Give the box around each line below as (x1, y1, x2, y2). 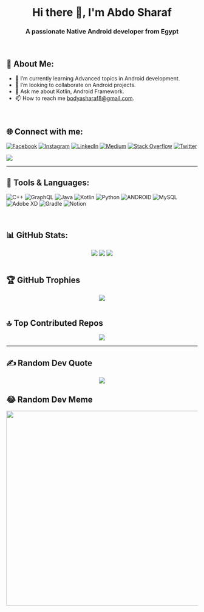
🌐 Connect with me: (6, 126, 83, 136)
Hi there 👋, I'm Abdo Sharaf (32, 5, 172, 19)
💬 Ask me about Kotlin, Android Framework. (15, 88, 124, 95)
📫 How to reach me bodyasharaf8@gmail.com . (15, 94, 135, 102)
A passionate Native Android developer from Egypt (25, 27, 179, 36)
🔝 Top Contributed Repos (6, 318, 103, 328)
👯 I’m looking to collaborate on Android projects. (15, 82, 136, 89)
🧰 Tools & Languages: (6, 177, 90, 188)
